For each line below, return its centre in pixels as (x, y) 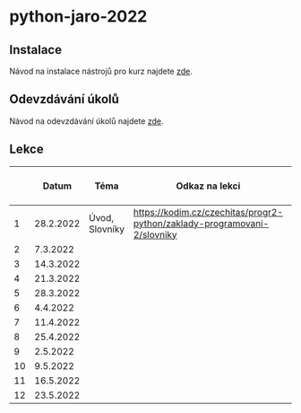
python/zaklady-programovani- (201, 224)
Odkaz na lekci (208, 186)
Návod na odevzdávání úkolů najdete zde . (86, 121)
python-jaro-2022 (78, 17)
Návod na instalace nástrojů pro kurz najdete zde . (101, 71)
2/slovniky (155, 234)
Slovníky (107, 229)
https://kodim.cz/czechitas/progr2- (208, 212)
